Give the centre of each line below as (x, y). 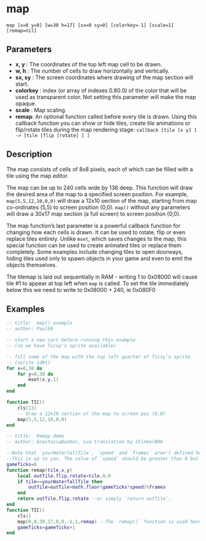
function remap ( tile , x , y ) (39, 470)
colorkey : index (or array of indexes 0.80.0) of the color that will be (101, 90)
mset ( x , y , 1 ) (44, 380)
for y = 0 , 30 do (35, 374)
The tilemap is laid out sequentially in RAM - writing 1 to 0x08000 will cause (102, 277)
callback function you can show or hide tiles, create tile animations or (103, 123)
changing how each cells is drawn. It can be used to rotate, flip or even (96, 232)
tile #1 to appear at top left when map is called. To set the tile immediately (97, 283)
